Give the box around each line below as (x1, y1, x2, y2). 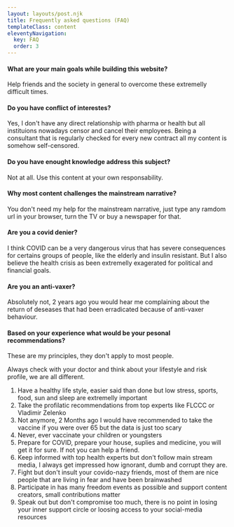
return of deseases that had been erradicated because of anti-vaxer (7, 306, 205, 314)
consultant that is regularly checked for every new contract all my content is (7, 134, 227, 142)
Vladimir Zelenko (17, 409, 67, 417)
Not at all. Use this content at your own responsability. (7, 173, 163, 182)
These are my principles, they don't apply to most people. (7, 352, 174, 360)
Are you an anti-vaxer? (7, 282, 76, 291)
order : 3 (13, 43, 39, 50)
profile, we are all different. (7, 373, 85, 381)
